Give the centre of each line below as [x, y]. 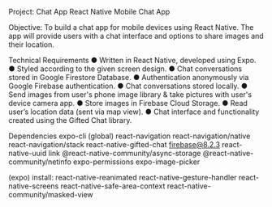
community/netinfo [40, 162]
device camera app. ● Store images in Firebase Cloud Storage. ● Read [128, 103]
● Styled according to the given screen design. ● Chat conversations [125, 69]
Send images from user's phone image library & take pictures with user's [130, 95]
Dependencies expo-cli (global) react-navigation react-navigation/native [130, 136]
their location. [32, 44]
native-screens [34, 186]
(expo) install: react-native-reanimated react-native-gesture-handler [123, 177]
